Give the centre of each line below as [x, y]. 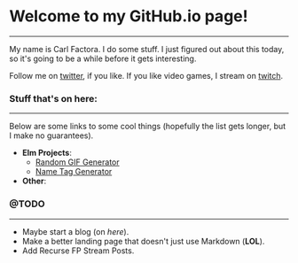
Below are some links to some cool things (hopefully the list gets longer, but [148, 127]
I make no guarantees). [51, 135]
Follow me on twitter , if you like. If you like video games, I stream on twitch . [146, 75]
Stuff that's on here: [53, 98]
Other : [34, 181]
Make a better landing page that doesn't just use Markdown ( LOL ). [143, 241]
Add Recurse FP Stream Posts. [78, 251]
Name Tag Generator [74, 172]
